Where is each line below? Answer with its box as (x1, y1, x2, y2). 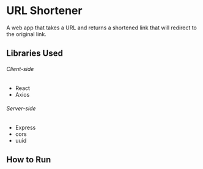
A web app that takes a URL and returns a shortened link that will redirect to (6, 24, 197, 31)
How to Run (6, 154, 51, 165)
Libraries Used (6, 48, 63, 59)
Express (15, 124, 36, 131)
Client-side (6, 65, 34, 72)
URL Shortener (6, 4, 83, 18)
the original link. (6, 30, 47, 37)
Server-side (6, 105, 36, 112)
